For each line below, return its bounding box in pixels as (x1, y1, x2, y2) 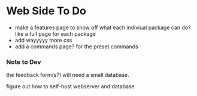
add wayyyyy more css (14, 36, 72, 44)
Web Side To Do (6, 4, 87, 18)
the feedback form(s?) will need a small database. (6, 72, 130, 79)
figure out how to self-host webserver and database (6, 83, 135, 90)
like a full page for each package (14, 30, 96, 37)
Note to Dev (6, 58, 41, 66)
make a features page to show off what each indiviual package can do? (14, 24, 191, 31)
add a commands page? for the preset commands (14, 43, 139, 50)
